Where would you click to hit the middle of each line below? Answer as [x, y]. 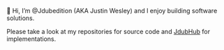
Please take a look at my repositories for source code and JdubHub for [109, 32]
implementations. [31, 39]
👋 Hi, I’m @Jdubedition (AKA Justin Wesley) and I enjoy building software [112, 11]
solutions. [21, 18]
